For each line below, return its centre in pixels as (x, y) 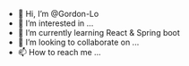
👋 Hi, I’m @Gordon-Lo (58, 14)
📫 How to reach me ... (59, 52)
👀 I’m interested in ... (56, 23)
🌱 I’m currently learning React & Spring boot (99, 33)
